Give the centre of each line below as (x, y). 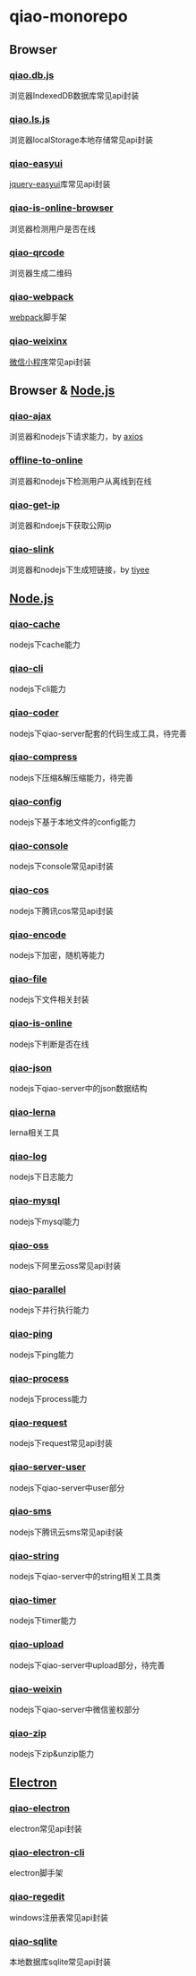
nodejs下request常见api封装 (61, 1443)
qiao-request (38, 1423)
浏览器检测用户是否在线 (52, 228)
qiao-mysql (35, 1201)
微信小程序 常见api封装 (50, 362)
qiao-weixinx (38, 341)
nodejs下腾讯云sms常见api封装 (66, 1532)
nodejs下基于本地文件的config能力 (73, 822)
